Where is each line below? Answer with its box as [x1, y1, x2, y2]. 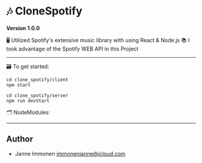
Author [6, 134, 33, 144]
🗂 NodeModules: [6, 108, 50, 115]
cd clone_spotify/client [6, 76, 69, 82]
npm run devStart [6, 97, 50, 103]
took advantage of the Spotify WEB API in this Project [6, 45, 139, 52]
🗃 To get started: [6, 63, 49, 70]
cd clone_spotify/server [6, 92, 69, 99]
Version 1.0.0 [6, 24, 40, 31]
